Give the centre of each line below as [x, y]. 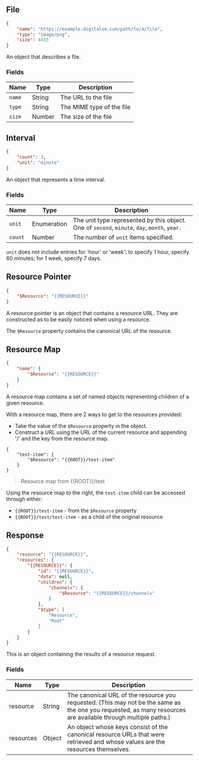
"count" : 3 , [31, 157]
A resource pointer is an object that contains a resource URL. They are [92, 313]
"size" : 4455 [33, 40]
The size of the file [86, 117]
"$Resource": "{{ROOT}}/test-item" [71, 459]
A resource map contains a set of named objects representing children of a [98, 397]
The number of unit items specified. [123, 237]
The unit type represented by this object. [130, 220]
